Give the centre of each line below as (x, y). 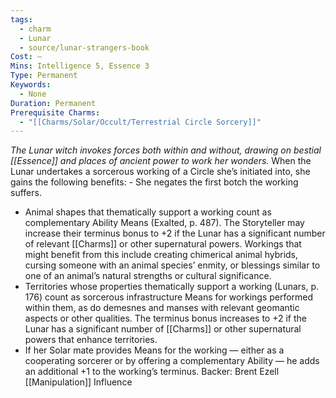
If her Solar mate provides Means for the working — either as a (154, 350)
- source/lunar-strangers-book (84, 47)
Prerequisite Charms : (55, 112)
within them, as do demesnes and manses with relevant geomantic (162, 308)
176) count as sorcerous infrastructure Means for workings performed (169, 297)
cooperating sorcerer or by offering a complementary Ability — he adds (172, 361)
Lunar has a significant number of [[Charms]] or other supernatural (163, 329)
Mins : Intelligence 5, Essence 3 (80, 66)
